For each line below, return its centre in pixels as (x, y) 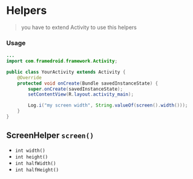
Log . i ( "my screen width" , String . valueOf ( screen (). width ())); (108, 106)
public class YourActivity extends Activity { (66, 72)
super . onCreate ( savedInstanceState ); (75, 89)
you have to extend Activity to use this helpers (79, 27)
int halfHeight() (37, 170)
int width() (30, 151)
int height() (31, 157)
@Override (30, 77)
